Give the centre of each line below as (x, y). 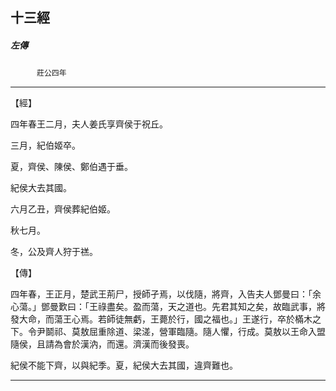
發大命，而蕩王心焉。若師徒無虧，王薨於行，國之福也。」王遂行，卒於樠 (157, 319)
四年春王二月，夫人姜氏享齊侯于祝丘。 (89, 124)
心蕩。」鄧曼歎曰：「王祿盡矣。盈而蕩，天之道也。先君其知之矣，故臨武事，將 (168, 307)
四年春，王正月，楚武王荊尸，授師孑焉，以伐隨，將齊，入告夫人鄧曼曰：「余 (166, 294)
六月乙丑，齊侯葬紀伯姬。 (63, 209)
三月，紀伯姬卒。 (45, 145)
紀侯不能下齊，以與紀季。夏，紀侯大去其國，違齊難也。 (124, 365)
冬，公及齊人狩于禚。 (54, 252)
